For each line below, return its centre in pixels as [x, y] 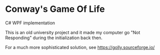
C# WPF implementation [30, 23]
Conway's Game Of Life [55, 9]
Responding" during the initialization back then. [54, 38]
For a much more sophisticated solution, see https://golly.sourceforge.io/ [80, 47]
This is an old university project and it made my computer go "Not [73, 32]
